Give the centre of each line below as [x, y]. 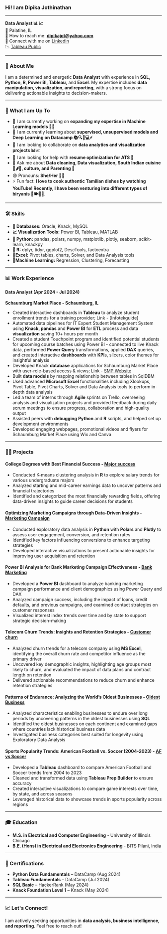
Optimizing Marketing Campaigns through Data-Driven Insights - [74, 513]
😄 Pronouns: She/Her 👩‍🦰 [39, 175]
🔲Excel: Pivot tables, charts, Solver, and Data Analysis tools [73, 255]
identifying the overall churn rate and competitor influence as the [79, 654]
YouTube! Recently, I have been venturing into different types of [80, 188]
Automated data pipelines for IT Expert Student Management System [83, 323]
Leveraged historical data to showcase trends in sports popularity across [87, 799]
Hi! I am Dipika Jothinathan [38, 7]
